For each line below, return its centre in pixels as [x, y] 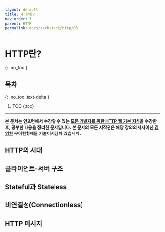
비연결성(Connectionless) [44, 205]
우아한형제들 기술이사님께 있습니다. [47, 133]
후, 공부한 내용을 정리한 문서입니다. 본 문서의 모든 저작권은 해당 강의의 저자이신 [79, 127]
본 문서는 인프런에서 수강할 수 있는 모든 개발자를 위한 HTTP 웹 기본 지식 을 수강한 [81, 121]
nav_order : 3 [18, 19]
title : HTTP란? [20, 14]
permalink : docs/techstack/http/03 [41, 28]
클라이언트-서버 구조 [34, 169]
